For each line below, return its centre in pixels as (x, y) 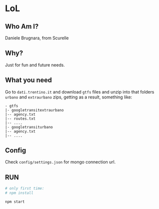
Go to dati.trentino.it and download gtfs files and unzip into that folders (79, 92)
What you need (29, 80)
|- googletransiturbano (29, 127)
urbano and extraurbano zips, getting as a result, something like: (69, 97)
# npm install (19, 193)
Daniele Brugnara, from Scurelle (37, 38)
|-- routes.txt (20, 119)
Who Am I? (22, 26)
